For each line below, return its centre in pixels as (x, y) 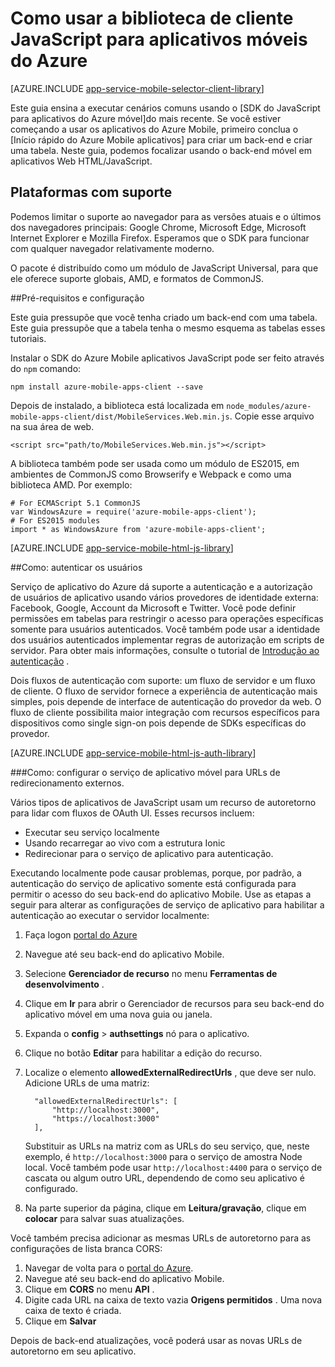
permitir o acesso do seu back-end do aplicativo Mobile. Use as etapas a (161, 894)
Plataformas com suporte (91, 192)
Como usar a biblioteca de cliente (152, 18)
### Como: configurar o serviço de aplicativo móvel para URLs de (145, 772)
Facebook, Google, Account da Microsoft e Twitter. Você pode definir (153, 608)
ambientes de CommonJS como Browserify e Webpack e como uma (151, 474)
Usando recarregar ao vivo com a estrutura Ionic (125, 843)
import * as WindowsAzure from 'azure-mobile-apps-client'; (138, 529)
